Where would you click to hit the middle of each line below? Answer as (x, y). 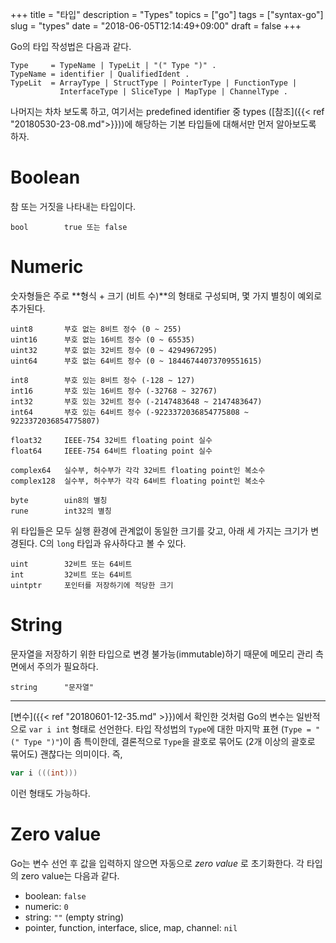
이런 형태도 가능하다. (50, 793)
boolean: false (55, 895)
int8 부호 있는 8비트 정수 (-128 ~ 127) (103, 380)
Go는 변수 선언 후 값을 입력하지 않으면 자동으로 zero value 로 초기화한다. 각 (157, 863)
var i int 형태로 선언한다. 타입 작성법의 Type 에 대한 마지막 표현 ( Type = (170, 729)
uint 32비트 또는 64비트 (71, 564)
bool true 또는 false (69, 227)
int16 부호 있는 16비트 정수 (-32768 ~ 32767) (114, 391)
